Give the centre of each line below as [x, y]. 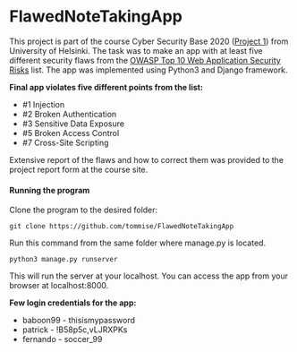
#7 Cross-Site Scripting [65, 142]
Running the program [50, 190]
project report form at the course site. [79, 169]
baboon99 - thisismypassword [79, 321]
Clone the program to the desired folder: [84, 210]
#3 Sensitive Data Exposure [73, 124]
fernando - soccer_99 [62, 339]
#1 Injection [43, 104]
